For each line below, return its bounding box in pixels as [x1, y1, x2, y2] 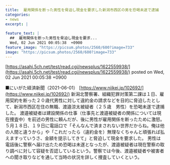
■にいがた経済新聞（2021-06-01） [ [5, 84, 81, 91]
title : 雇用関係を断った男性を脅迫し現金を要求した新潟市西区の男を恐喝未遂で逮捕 [5, 7, 159, 13]
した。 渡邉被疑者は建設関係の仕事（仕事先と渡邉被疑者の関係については [5, 109, 157, 116]
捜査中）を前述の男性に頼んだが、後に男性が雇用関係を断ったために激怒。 [9, 116, 165, 122]
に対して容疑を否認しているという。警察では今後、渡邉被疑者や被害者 [18, 147, 164, 154]
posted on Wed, [131, 69, 164, 75]
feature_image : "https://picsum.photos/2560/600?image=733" [5, 45, 135, 50]
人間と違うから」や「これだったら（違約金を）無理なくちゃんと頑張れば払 [9, 129, 165, 135]
